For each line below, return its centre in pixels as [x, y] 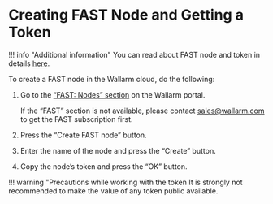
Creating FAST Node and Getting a [126, 15]
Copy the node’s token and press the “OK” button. [104, 166]
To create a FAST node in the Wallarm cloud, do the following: [112, 79]
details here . [29, 63]
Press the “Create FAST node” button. [84, 135]
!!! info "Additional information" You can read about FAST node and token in [134, 54]
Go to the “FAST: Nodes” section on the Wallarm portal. [113, 94]
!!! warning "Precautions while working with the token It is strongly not [126, 182]
